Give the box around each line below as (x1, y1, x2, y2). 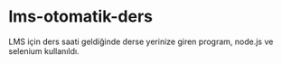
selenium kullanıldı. (8, 45, 80, 56)
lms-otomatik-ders (8, 6, 154, 27)
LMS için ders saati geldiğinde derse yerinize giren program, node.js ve (8, 36, 274, 47)
